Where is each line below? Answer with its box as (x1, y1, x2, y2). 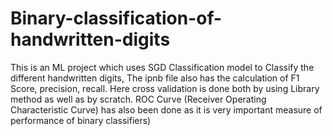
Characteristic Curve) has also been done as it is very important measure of (10, 103, 323, 116)
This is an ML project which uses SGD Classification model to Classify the (10, 61, 315, 73)
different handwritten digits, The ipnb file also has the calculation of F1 (10, 72, 300, 84)
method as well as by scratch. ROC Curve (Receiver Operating (10, 93, 267, 105)
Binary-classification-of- (10, 7, 223, 30)
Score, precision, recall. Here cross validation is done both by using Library (10, 82, 320, 94)
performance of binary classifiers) (10, 114, 152, 126)
